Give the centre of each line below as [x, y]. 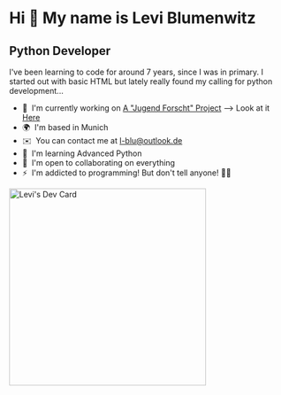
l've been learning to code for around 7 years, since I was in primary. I [136, 72]
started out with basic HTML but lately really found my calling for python [141, 81]
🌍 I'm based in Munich [65, 127]
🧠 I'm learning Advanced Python [82, 153]
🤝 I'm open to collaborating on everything [98, 163]
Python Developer [60, 51]
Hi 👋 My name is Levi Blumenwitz [133, 18]
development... [36, 91]
